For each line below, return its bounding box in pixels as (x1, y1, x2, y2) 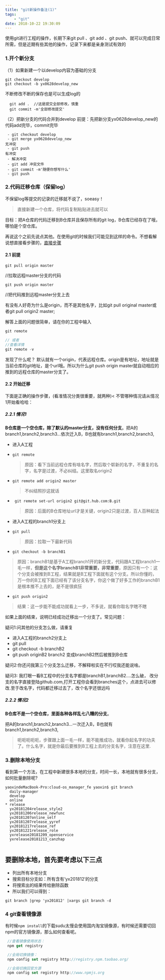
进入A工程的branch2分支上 (12, 635, 67, 641)
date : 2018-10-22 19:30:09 (5, 21, 61, 26)
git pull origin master (5, 263, 54, 268)
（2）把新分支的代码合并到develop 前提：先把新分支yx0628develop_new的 (5, 116, 159, 122)
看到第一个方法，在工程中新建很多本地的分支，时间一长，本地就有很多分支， (5, 768, 161, 774)
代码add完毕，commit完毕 (5, 122, 58, 128)
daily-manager (9, 789, 38, 794)
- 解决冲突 (7, 156, 27, 161)
